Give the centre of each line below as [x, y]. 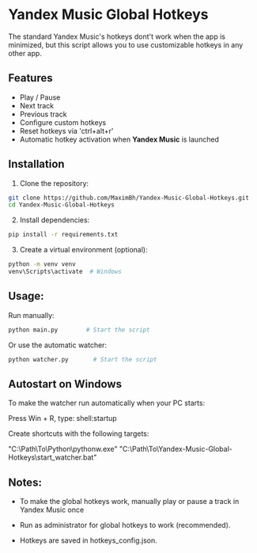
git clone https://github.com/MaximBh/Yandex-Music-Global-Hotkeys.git [128, 198]
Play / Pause [40, 97]
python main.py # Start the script [79, 330]
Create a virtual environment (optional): [83, 250]
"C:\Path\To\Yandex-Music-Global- [176, 449]
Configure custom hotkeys [63, 122]
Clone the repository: [54, 183]
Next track [37, 105]
